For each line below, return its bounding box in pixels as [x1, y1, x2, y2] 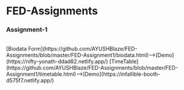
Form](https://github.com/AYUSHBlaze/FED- [27, 45, 138, 52]
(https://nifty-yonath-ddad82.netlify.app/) [6, 58, 108, 65]
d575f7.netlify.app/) [6, 77, 54, 84]
